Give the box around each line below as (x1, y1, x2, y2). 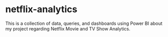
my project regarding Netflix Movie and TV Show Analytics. (5, 25, 130, 31)
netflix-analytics (5, 4, 78, 15)
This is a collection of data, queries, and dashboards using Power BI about (5, 20, 163, 26)
